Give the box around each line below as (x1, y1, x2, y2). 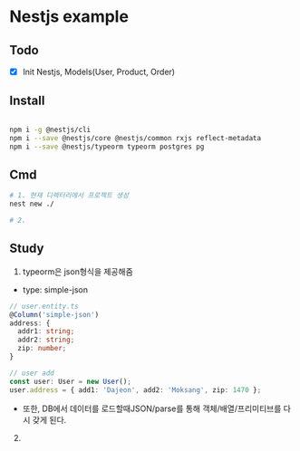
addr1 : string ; (17, 327, 75, 336)
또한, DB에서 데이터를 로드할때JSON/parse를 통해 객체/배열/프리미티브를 (22, 403, 282, 414)
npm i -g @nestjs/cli (9, 125, 92, 134)
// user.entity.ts (9, 302, 79, 311)
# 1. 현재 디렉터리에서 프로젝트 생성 (9, 191, 130, 200)
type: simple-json (22, 283, 89, 295)
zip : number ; (17, 344, 67, 353)
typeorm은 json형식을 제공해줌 (22, 265, 133, 277)
